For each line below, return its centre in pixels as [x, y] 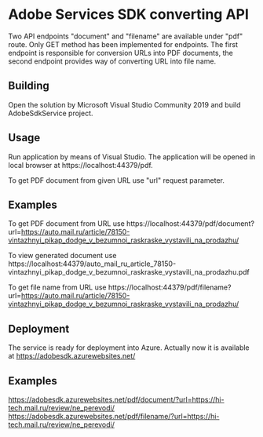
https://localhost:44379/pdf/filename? [170, 287]
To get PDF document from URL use [67, 224]
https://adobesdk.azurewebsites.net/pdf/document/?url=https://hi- [117, 399]
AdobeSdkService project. [51, 113]
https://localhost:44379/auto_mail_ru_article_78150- [92, 264]
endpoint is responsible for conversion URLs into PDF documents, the [121, 53]
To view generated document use [62, 256]
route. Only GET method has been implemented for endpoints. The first [123, 44]
